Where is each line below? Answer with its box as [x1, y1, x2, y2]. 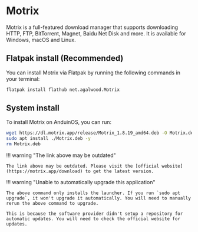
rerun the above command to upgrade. [6, 201, 99, 207]
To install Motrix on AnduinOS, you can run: [6, 119, 112, 126]
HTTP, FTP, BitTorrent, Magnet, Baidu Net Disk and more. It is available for [6, 30, 187, 37]
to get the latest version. [85, 168, 154, 175]
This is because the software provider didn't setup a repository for [6, 211, 183, 217]
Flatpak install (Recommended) [6, 53, 124, 63]
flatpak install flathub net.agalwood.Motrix [6, 87, 120, 93]
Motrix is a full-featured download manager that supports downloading [6, 24, 179, 31]
